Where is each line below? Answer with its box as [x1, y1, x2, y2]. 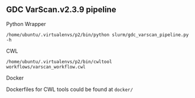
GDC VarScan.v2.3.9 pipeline [6, 5, 116, 15]
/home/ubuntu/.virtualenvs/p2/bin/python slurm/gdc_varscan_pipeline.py [6, 32, 189, 38]
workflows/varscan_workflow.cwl [6, 64, 86, 70]
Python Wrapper [6, 20, 46, 27]
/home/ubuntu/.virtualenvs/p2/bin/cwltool [6, 58, 112, 64]
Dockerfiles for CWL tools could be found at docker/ [6, 86, 134, 93]
